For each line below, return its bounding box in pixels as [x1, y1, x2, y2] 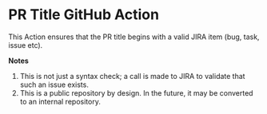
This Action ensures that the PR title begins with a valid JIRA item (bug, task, [8, 32, 260, 41]
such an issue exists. [19, 80, 90, 89]
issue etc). [8, 40, 43, 49]
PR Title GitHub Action [8, 6, 160, 24]
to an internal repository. [19, 96, 102, 106]
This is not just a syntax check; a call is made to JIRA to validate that [19, 71, 245, 81]
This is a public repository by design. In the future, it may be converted [19, 88, 253, 97]
